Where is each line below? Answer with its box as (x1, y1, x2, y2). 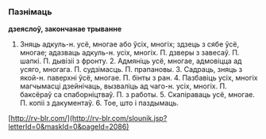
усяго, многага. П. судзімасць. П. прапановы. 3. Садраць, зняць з (19, 65, 243, 74)
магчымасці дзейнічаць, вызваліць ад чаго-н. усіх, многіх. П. (19, 81, 228, 91)
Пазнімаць (8, 6, 52, 17)
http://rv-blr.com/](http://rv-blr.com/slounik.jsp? (10, 114, 168, 123)
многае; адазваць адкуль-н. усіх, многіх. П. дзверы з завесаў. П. (19, 48, 240, 58)
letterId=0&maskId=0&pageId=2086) (8, 122, 129, 132)
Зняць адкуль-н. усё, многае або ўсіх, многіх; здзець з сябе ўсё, (19, 39, 240, 49)
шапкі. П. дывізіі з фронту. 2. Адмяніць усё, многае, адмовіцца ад (19, 56, 242, 66)
